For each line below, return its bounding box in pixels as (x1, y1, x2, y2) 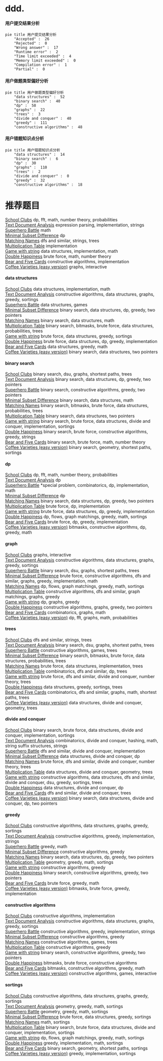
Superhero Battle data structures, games (5, 302, 88, 308)
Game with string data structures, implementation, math (5, 248, 118, 254)
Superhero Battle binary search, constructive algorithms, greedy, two (5, 387, 145, 393)
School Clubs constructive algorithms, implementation (5, 913, 115, 919)
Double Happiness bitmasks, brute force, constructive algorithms (5, 960, 137, 966)
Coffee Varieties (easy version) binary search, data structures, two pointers (5, 348, 158, 355)
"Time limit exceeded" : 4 (14, 54, 71, 59)
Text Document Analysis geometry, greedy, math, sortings (5, 1003, 123, 1009)
